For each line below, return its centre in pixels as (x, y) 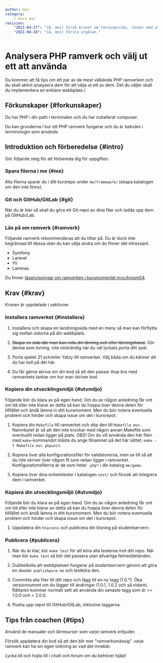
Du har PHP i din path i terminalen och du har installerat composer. (72, 117)
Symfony (21, 253)
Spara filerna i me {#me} (34, 171)
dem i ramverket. (29, 480)
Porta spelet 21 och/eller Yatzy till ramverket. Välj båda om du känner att (84, 357)
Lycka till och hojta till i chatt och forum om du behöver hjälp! (66, 656)
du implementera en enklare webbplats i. (46, 90)
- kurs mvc (25, 18)
